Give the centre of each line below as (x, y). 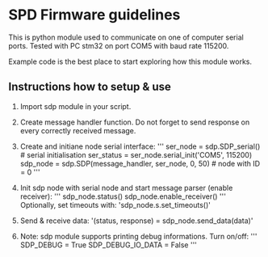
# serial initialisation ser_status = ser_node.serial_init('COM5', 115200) (136, 154)
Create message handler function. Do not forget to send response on (135, 122)
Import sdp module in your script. (75, 106)
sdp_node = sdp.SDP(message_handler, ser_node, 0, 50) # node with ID (140, 163)
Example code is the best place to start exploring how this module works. (130, 61)
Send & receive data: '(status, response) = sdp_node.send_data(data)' (136, 221)
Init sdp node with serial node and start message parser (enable (126, 187)
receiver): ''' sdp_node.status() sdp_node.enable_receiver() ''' (123, 196)
